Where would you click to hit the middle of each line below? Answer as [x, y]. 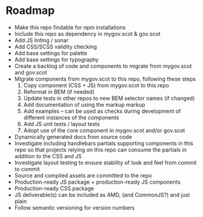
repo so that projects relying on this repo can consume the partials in [101, 150]
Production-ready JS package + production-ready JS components [98, 182]
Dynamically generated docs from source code [73, 136]
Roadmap [30, 11]
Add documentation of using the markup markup [84, 104]
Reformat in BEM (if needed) [59, 92]
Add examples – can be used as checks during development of [102, 111]
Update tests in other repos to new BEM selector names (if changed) [109, 98]
